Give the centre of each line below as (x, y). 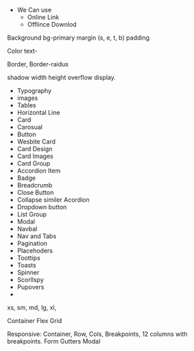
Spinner (28, 272)
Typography (34, 91)
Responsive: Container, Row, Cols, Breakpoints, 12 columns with (97, 334)
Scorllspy (30, 279)
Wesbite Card (36, 142)
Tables (26, 105)
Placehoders (35, 250)
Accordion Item (39, 171)
